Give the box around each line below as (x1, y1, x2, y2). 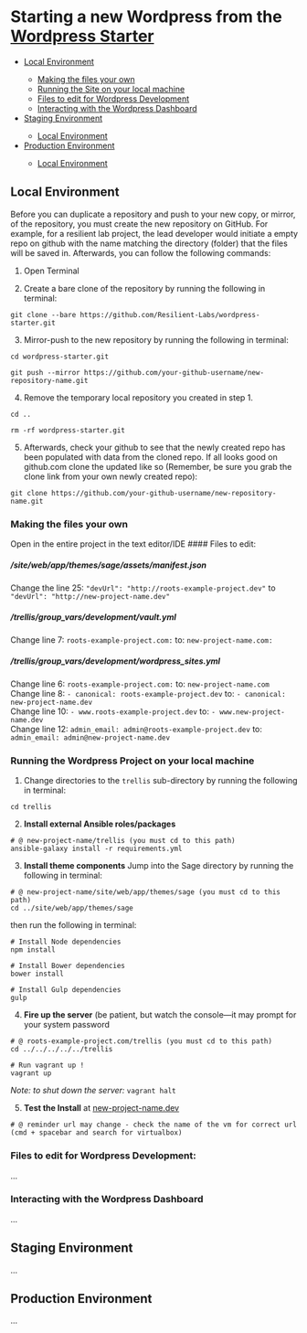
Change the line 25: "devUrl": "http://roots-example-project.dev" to (10, 582, 277, 593)
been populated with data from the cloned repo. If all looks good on (23, 451, 278, 463)
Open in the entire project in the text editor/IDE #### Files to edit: (10, 539, 257, 549)
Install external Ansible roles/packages (23, 818, 176, 829)
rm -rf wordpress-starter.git (10, 425, 126, 435)
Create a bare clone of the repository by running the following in (23, 283, 266, 293)
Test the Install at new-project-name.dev (23, 1103, 180, 1114)
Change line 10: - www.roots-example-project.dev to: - (10, 706, 216, 717)
